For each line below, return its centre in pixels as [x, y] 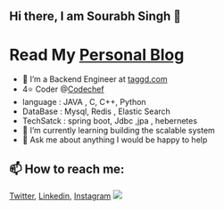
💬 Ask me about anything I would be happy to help [115, 140]
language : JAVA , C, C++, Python [84, 102]
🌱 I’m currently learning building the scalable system [119, 131]
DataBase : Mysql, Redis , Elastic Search [96, 111]
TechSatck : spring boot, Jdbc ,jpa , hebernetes [110, 121]
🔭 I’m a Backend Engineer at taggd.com [95, 79]
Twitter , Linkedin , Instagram [60, 196]
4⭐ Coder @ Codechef [63, 89]
